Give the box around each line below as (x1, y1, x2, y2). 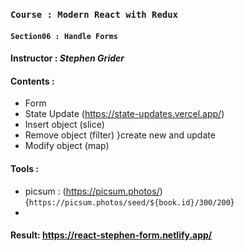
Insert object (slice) (24, 119, 105, 131)
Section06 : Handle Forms (10, 31, 118, 41)
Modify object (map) (24, 140, 110, 152)
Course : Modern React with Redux (10, 9, 178, 20)
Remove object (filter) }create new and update (24, 129, 216, 141)
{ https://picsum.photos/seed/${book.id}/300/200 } (24, 195, 235, 208)
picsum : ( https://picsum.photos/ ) (24, 185, 163, 197)
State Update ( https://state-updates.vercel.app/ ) (24, 108, 225, 120)
